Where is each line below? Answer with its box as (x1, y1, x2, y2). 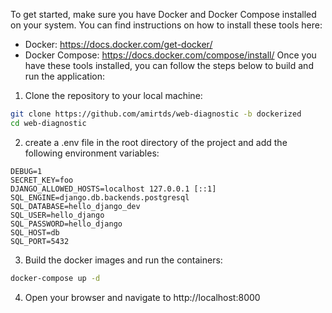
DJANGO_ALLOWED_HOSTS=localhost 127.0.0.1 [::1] (10, 184, 217, 194)
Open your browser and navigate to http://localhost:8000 (24, 291, 261, 303)
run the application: (24, 70, 105, 82)
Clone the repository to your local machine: (24, 90, 203, 101)
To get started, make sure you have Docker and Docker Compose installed (10, 9, 317, 20)
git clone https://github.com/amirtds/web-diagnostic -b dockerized (10, 109, 302, 119)
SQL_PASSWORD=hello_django (10, 219, 123, 229)
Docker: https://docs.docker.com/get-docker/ (24, 39, 213, 50)
